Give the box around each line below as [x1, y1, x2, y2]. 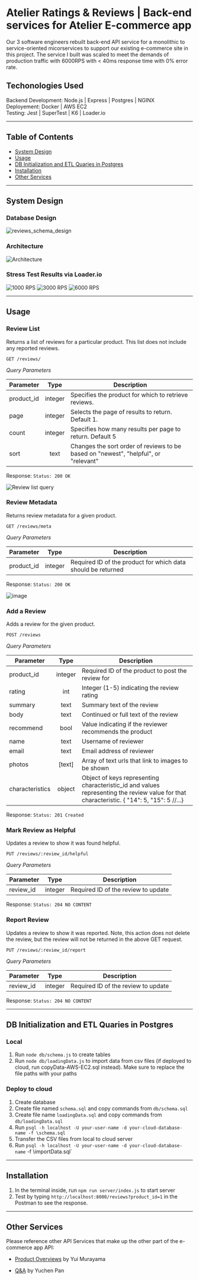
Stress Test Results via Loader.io [6, 271, 102, 279]
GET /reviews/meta [6, 523, 52, 529]
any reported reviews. [6, 344, 60, 352]
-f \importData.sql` [27, 1148, 73, 1155]
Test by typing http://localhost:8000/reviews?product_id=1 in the [14, 1193, 178, 1200]
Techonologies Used [6, 81, 84, 91]
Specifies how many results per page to [70, 425, 181, 433]
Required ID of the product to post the [82, 667, 187, 675]
